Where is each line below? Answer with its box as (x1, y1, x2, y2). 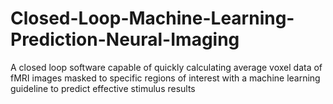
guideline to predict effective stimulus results (10, 82, 196, 94)
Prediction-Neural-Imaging (10, 28, 240, 51)
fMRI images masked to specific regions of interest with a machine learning (10, 72, 321, 84)
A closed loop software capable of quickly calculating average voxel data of (10, 61, 323, 73)
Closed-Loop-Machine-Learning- (10, 7, 295, 30)
